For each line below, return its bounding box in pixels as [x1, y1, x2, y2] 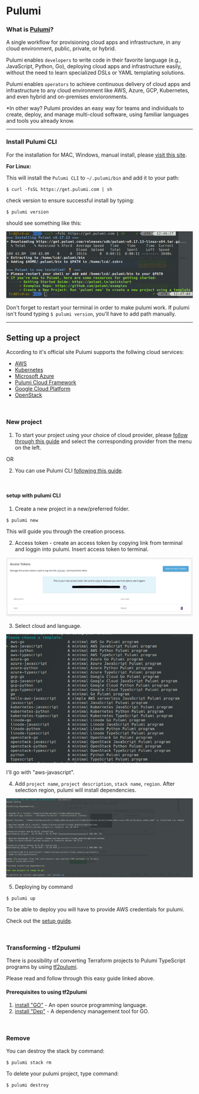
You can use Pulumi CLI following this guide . [14, 467, 123, 474]
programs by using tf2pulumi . [6, 963, 78, 970]
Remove [6, 1034, 31, 1042]
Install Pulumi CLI [6, 138, 57, 146]
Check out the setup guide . [6, 917, 73, 924]
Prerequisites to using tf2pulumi [6, 988, 87, 996]
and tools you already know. [6, 117, 75, 125]
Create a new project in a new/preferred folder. [14, 505, 130, 512]
